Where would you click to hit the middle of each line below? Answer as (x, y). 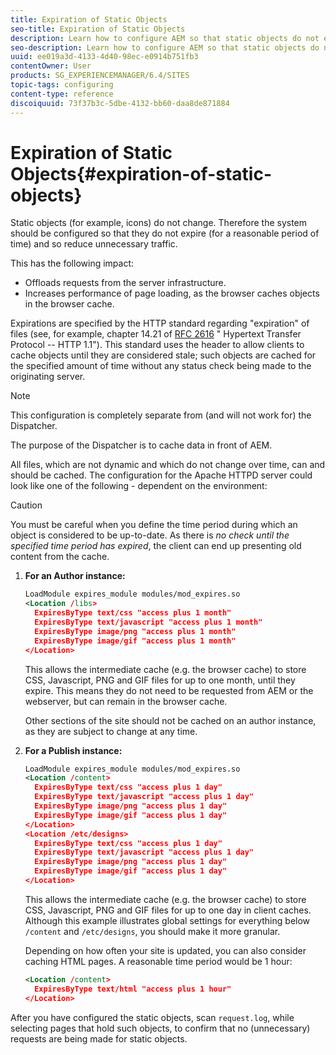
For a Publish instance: (73, 750)
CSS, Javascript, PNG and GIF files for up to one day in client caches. (168, 910)
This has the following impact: (72, 263)
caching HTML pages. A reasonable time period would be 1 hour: (158, 961)
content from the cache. (60, 557)
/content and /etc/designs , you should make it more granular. (152, 931)
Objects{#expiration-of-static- (141, 173)
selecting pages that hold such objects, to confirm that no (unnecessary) (160, 1028)
